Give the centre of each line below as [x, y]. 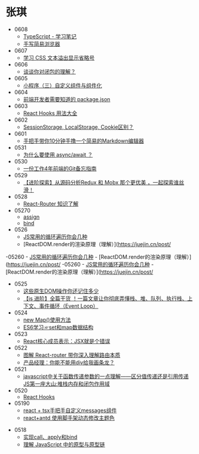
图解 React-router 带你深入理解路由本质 [72, 355]
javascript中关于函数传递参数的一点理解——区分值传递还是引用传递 [106, 376]
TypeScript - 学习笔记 [50, 36]
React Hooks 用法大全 [50, 113]
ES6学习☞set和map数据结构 [58, 327]
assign [31, 217]
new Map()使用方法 [47, 320]
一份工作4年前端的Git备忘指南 [60, 168]
